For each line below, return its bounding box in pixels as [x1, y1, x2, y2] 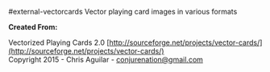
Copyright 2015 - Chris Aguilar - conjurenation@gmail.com [8, 55, 204, 64]
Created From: [8, 22, 58, 31]
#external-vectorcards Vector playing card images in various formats [8, 7, 238, 16]
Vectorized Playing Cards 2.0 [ [8, 38, 110, 47]
